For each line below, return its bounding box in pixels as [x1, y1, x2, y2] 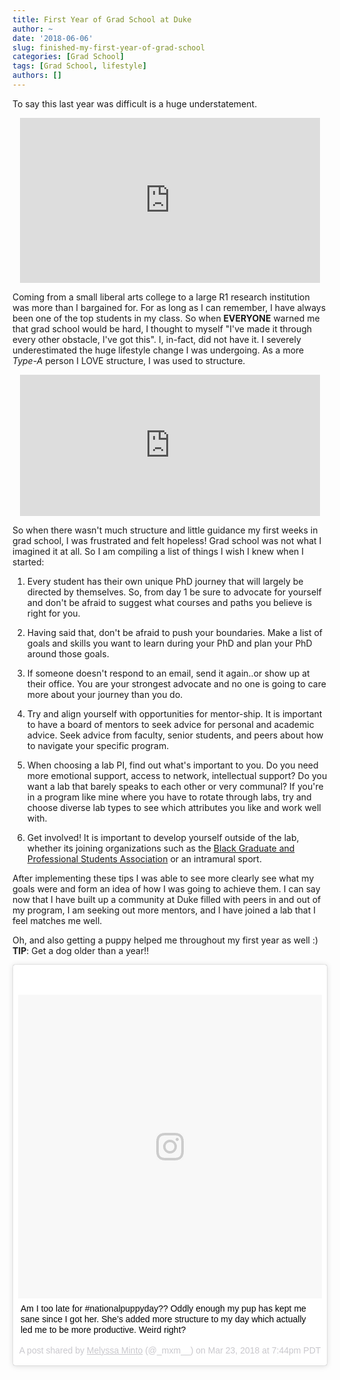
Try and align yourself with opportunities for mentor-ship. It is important [26, 707, 323, 720]
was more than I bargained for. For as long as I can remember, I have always [12, 301, 327, 313]
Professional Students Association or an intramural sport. [26, 852, 262, 865]
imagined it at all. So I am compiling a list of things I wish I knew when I [12, 545, 305, 557]
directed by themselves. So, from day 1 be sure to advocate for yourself [26, 586, 322, 598]
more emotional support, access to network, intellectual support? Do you [26, 769, 328, 781]
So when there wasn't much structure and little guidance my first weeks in [12, 524, 319, 536]
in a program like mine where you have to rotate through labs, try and [26, 791, 312, 803]
